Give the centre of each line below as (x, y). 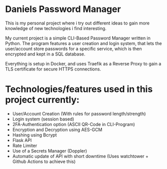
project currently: (42, 100)
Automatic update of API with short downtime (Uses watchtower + (80, 156)
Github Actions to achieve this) (44, 161)
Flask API (22, 140)
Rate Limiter (25, 145)
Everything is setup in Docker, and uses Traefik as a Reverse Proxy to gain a (83, 63)
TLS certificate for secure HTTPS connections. (53, 69)
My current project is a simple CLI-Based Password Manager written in (78, 38)
